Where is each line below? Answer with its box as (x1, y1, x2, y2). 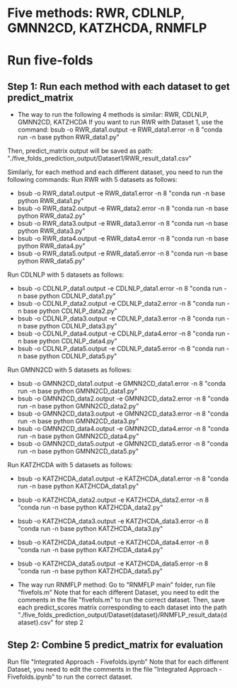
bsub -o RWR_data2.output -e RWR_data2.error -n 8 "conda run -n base (17, 204, 229, 213)
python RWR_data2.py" (17, 212, 86, 220)
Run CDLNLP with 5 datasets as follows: (7, 270, 125, 279)
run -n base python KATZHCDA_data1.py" (17, 482, 139, 491)
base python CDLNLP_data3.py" (23, 322, 117, 331)
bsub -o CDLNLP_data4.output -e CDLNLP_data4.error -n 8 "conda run (17, 329, 226, 338)
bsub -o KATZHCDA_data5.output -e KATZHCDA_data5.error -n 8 (17, 559, 209, 568)
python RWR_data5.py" (17, 257, 86, 265)
